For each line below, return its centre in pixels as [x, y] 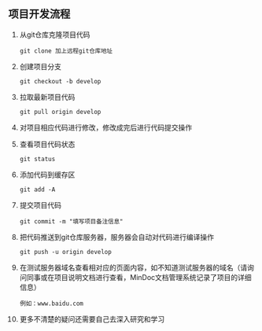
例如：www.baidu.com [52, 303]
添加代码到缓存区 [47, 175]
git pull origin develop [60, 112]
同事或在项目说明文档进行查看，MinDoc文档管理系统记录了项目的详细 [139, 277]
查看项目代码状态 [47, 144]
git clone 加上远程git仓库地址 [66, 51]
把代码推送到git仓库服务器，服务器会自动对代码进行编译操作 [117, 237]
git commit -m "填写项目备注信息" [71, 221]
